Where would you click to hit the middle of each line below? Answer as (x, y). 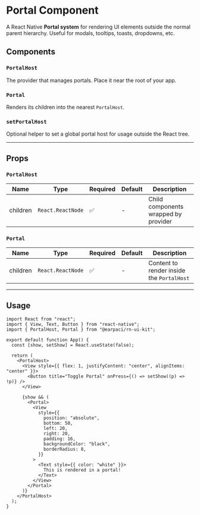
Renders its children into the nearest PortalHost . (65, 107)
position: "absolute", (72, 418)
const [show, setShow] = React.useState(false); (73, 346)
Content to (163, 263)
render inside (167, 271)
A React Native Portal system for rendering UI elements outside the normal (98, 27)
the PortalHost (169, 278)
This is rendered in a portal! (82, 470)
